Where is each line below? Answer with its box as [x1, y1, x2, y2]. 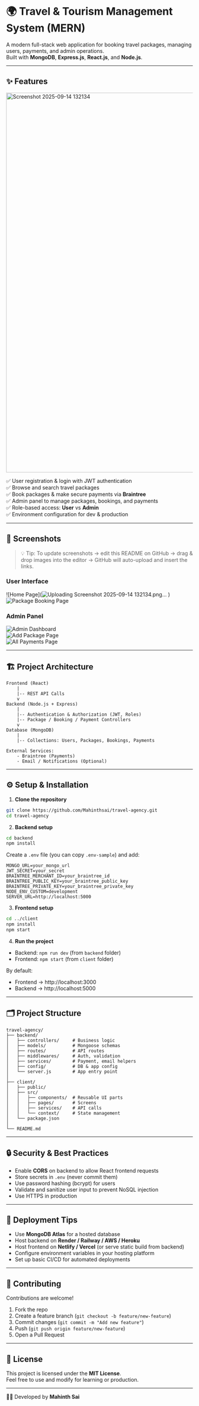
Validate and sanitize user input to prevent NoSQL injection [14, 1186, 159, 1193]
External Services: [6, 748, 54, 754]
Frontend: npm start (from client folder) [14, 955, 114, 962]
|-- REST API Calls [17, 690, 65, 697]
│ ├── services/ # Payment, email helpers [6, 1058, 136, 1064]
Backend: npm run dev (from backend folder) [14, 949, 121, 956]
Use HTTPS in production [14, 1192, 78, 1199]
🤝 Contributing [6, 1278, 62, 1289]
